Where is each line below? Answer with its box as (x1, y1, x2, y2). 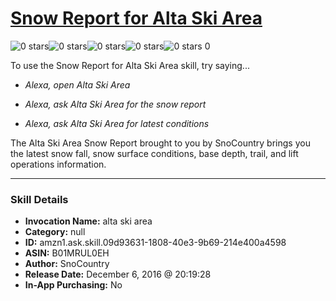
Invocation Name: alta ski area (24, 215, 153, 227)
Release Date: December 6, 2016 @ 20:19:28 (24, 268, 212, 281)
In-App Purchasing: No (24, 279, 123, 291)
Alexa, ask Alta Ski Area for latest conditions (24, 117, 210, 129)
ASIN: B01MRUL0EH (24, 247, 110, 259)
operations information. (10, 158, 107, 170)
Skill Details (10, 192, 69, 206)
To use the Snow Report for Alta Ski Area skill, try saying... (10, 59, 250, 71)
